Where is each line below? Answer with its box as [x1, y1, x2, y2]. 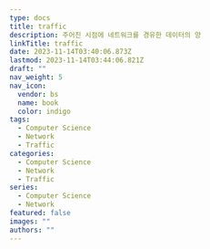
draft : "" [9, 65, 47, 74]
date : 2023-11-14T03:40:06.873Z [9, 47, 132, 57]
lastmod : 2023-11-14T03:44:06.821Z [9, 56, 145, 65]
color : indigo [17, 107, 71, 116]
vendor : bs [17, 89, 59, 99]
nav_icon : [9, 81, 47, 90]
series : [9, 183, 39, 192]
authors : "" [9, 225, 55, 234]
